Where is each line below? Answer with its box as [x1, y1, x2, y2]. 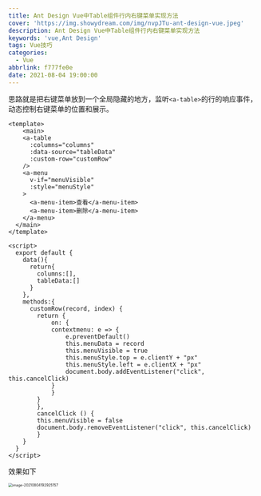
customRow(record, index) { [29, 304, 124, 312]
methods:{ [22, 297, 56, 306]
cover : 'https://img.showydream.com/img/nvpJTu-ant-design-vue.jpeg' [8, 19, 245, 27]
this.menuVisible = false [37, 416, 124, 424]
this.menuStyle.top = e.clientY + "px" [65, 353, 198, 362]
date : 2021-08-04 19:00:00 [8, 71, 98, 79]
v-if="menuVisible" [29, 176, 94, 184]
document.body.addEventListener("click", [65, 367, 205, 375]
